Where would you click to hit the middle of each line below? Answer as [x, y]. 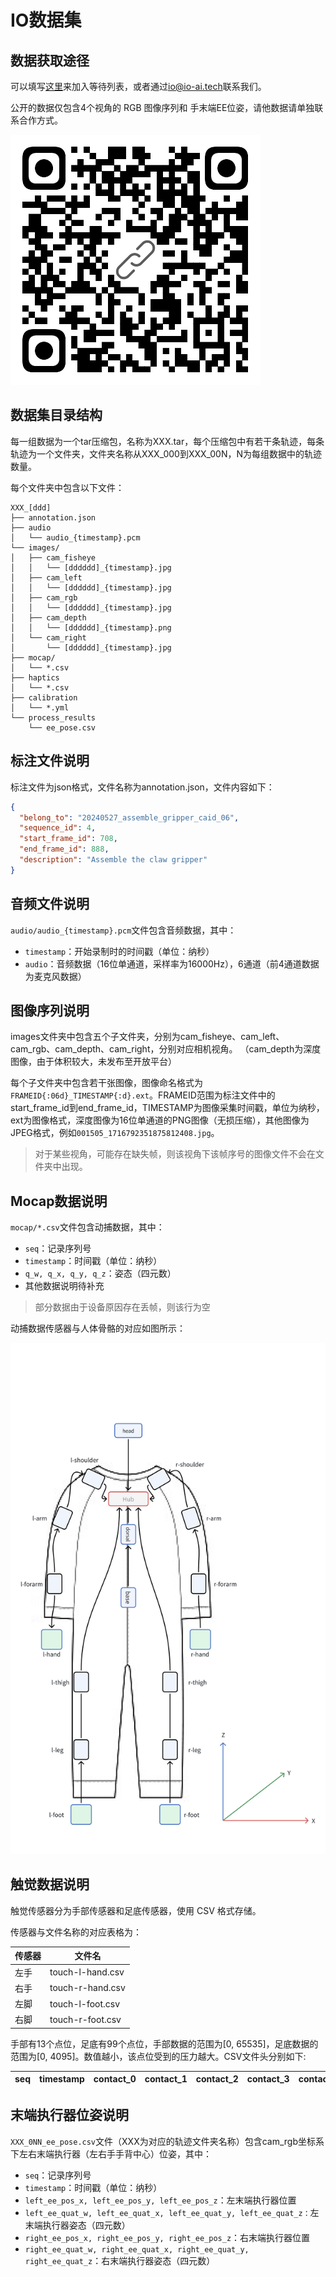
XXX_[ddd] [31, 507]
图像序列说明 [50, 1010]
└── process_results [53, 717]
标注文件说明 [50, 761]
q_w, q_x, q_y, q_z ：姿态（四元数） [100, 1273]
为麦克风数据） [55, 976]
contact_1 [166, 2079]
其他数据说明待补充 [64, 1286]
